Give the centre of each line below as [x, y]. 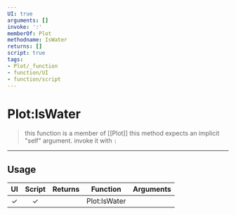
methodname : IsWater [38, 40]
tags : [15, 60]
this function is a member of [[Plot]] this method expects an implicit [122, 133]
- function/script [34, 79]
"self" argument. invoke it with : [71, 141]
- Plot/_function [33, 66]
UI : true [20, 14]
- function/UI [28, 72]
